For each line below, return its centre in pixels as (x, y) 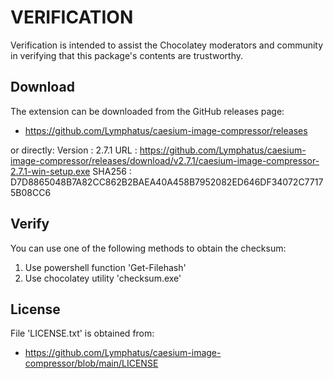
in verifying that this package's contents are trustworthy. (127, 55)
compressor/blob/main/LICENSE (91, 363)
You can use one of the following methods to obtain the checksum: (148, 248)
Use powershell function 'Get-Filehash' (105, 267)
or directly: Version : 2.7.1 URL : (74, 150)
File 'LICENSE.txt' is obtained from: (82, 333)
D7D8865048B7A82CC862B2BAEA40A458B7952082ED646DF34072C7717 (167, 182)
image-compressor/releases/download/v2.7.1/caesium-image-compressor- (165, 160)
